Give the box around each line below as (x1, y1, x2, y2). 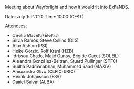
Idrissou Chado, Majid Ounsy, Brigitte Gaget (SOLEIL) (12, 53, 119, 59)
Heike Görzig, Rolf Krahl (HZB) (12, 48, 74, 53)
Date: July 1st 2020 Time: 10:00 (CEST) (5, 14, 84, 19)
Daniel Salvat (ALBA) (12, 79, 55, 85)
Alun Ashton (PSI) (12, 43, 48, 48)
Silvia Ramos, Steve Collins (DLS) (12, 37, 79, 43)
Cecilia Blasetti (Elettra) (12, 33, 59, 38)
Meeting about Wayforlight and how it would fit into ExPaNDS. (5, 4, 130, 10)
